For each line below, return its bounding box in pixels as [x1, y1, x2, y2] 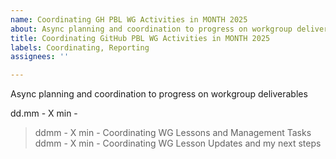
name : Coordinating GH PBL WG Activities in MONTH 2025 [10, 14, 248, 25]
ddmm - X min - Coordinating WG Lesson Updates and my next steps [34, 137, 322, 150]
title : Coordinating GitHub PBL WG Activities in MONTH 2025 [10, 33, 271, 43]
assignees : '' [10, 52, 70, 62]
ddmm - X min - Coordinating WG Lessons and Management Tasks [34, 127, 312, 139]
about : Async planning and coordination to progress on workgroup [10, 24, 293, 34]
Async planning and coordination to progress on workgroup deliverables [10, 88, 308, 100]
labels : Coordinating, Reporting [10, 42, 150, 53]
